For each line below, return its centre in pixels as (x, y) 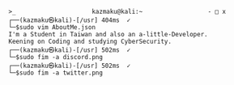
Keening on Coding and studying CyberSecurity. (90, 41)
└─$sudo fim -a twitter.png (56, 73)
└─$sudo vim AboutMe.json (52, 28)
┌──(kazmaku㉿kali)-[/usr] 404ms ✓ (70, 20)
